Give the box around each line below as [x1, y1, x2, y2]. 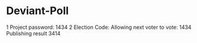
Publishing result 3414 [6, 29, 61, 37]
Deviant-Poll [6, 4, 69, 18]
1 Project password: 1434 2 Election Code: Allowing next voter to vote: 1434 [6, 24, 192, 31]
